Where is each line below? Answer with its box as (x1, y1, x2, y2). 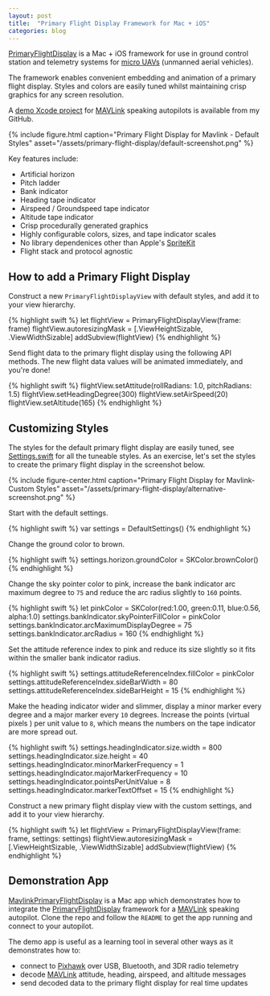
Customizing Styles (8, 421, 109, 435)
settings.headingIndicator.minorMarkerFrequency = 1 (8, 760, 184, 769)
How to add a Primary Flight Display (8, 270, 190, 283)
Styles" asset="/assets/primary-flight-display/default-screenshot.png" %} (8, 138, 254, 148)
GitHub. (8, 114, 34, 124)
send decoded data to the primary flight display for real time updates (19, 977, 248, 987)
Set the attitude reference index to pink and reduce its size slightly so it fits (8, 645, 256, 654)
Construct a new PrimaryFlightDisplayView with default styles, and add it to (8, 291, 260, 301)
